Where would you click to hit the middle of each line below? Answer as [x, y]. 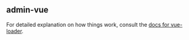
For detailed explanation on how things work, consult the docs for [88, 24]
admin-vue [27, 10]
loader [14, 31]
